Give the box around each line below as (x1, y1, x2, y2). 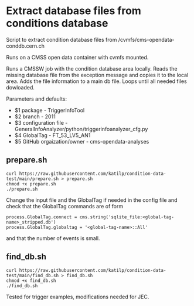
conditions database (6, 16, 108, 30)
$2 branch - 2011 (14, 113, 56, 120)
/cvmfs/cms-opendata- (118, 36, 175, 43)
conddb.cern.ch (6, 42, 45, 49)
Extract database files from (6, 4, 142, 18)
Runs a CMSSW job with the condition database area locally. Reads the (6, 65, 178, 72)
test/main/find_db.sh (6, 272, 59, 278)
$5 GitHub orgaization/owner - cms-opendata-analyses (14, 138, 149, 145)
